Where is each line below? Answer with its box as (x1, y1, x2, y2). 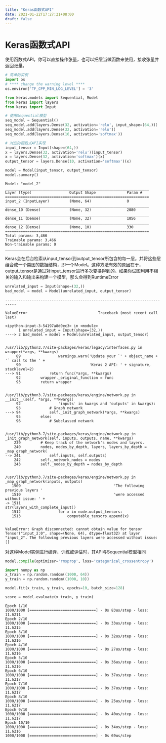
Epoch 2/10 (5, 616, 28, 621)
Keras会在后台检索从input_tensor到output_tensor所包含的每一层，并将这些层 (5, 255, 161, 261)
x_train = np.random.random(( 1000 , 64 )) (5, 572, 90, 577)
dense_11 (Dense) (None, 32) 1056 (5, 216, 136, 221)
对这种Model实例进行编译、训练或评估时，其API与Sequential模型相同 (5, 549, 146, 555)
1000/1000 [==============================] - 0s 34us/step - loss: (5, 724, 149, 729)
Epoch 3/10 (5, 629, 28, 634)
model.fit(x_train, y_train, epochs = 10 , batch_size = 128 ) (5, 586, 125, 591)
